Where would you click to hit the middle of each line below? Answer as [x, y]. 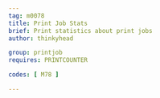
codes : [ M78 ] [34, 75]
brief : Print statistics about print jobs [80, 31]
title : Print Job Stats [48, 23]
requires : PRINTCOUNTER [48, 60]
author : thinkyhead [41, 38]
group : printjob [35, 53]
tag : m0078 [27, 16]
